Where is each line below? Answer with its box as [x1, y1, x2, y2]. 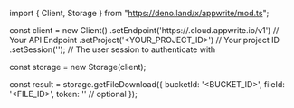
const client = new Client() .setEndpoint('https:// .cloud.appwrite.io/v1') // [9, 25, 280, 35]
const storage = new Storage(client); [9, 62, 147, 72]
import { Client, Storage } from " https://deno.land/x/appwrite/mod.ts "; [9, 8, 270, 18]
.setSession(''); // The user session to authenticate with [9, 44, 216, 55]
